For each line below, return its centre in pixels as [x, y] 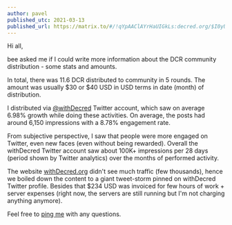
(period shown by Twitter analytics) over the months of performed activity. [113, 158]
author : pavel [28, 13]
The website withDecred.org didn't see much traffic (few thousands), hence [115, 172]
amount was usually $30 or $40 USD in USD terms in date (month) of [106, 88]
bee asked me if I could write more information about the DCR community [112, 59]
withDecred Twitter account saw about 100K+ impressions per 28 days [108, 151]
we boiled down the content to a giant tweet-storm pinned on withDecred [112, 179]
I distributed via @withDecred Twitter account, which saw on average [106, 108]
